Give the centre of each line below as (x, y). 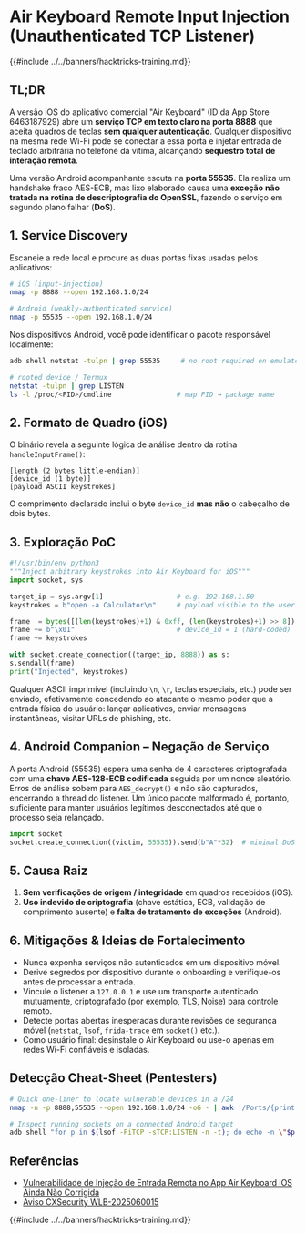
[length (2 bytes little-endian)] (75, 471)
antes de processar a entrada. (79, 982)
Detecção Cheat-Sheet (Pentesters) (113, 1078)
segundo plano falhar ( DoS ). (62, 207)
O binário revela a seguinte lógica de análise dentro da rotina (123, 444)
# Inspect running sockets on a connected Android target (122, 1124)
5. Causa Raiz (49, 870)
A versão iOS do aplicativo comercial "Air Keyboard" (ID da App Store (140, 112)
